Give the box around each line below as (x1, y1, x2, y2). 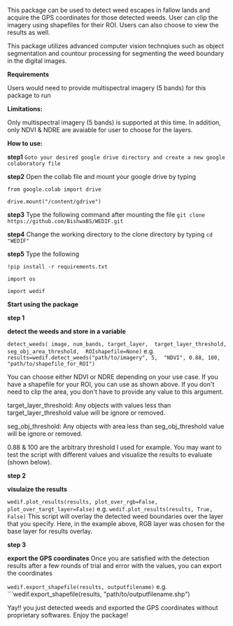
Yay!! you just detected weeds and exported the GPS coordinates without (7, 604, 218, 611)
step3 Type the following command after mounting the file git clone (7, 211, 205, 219)
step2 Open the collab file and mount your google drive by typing (7, 173, 196, 180)
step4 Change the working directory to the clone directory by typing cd (7, 230, 213, 239)
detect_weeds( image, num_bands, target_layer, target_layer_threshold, (7, 341, 227, 348)
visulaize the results (7, 485, 68, 493)
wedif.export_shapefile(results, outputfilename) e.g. (7, 583, 168, 590)
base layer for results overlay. (7, 527, 93, 535)
